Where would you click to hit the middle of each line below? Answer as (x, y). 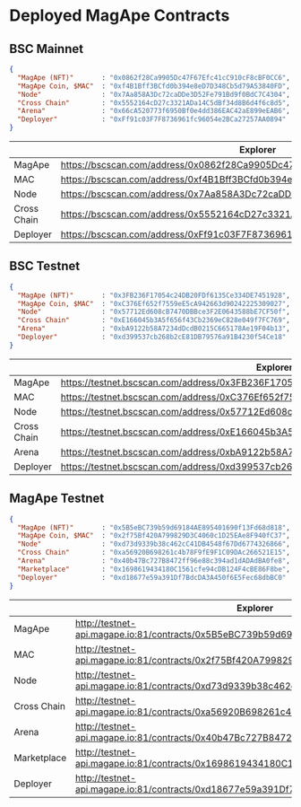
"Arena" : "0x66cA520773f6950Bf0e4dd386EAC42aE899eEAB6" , (154, 111)
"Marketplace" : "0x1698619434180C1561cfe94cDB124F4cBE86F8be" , (154, 569)
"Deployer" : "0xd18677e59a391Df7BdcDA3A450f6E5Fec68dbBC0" (152, 577)
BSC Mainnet (46, 49)
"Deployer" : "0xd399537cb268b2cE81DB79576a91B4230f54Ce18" (152, 338)
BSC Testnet (45, 266)
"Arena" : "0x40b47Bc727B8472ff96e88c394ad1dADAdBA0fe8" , (154, 561)
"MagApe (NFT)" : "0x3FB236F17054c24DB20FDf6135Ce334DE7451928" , (154, 295)
